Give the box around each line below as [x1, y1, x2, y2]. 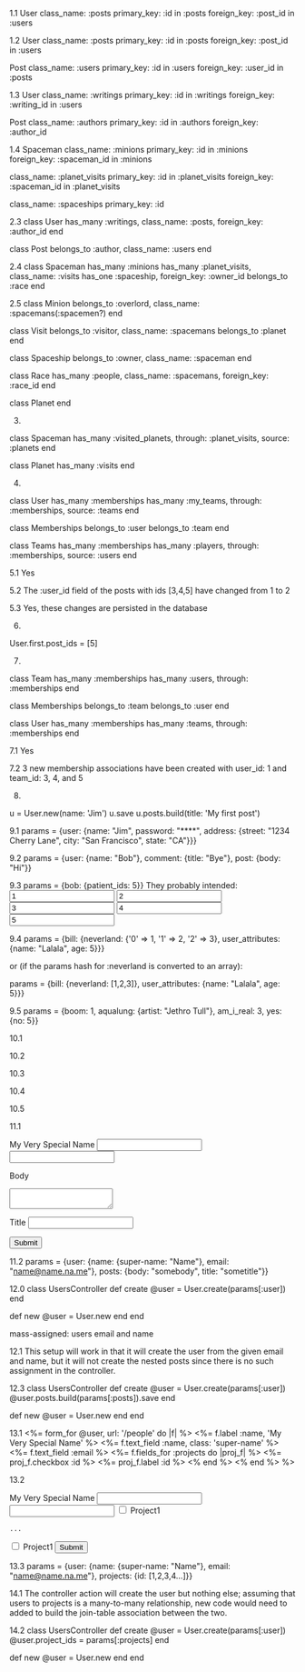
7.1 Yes [9, 746, 34, 756]
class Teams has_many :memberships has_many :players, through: [9, 540, 260, 551]
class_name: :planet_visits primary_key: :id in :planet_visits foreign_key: [9, 172, 274, 182]
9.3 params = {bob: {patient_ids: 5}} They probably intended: [9, 880, 238, 890]
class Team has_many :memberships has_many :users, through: [9, 673, 249, 684]
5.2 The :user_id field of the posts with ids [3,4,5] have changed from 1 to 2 [9, 586, 290, 596]
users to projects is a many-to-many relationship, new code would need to [9, 1597, 288, 1608]
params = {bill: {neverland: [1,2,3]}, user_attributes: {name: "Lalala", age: [9, 978, 280, 989]
